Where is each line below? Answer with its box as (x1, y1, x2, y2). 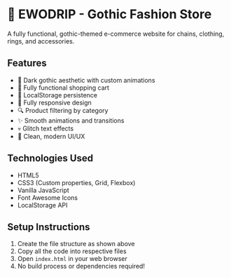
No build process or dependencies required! (17, 262, 146, 271)
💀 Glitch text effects (17, 124, 74, 133)
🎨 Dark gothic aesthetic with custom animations (17, 76, 155, 84)
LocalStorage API (17, 201, 68, 209)
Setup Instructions (7, 221, 90, 233)
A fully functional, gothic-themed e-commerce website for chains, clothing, (7, 29, 225, 38)
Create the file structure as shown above (17, 240, 135, 248)
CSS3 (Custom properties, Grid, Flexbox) (17, 178, 136, 187)
